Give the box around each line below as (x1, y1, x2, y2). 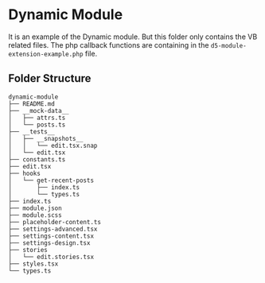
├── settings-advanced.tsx (8, 225, 98, 233)
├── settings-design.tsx (8, 238, 91, 247)
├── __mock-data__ (8, 107, 69, 114)
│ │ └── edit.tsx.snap (8, 141, 98, 149)
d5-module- (210, 41, 247, 49)
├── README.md (8, 99, 56, 108)
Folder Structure (8, 72, 92, 85)
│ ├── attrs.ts (8, 114, 66, 122)
